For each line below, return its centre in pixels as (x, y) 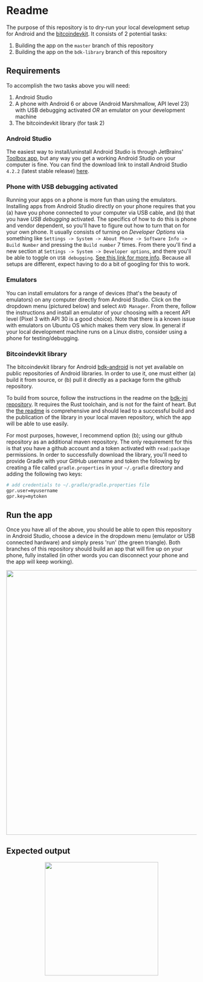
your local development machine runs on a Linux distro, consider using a (97, 332)
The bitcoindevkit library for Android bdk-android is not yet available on (95, 367)
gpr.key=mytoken (27, 496)
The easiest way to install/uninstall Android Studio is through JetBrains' (95, 152)
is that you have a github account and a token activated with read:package (98, 448)
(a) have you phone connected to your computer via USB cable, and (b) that (101, 213)
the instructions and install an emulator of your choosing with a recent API (98, 312)
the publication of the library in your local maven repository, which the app (99, 417)
